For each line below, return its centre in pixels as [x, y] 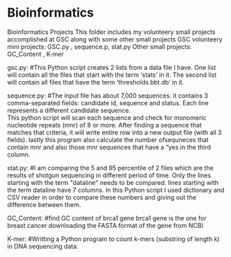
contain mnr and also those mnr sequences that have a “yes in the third [109, 147]
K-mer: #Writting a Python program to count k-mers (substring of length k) [113, 239]
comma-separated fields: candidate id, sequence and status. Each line [108, 103]
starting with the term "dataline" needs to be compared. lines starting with [113, 182]
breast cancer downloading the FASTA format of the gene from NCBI [105, 225]
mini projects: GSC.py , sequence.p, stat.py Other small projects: [100, 46]
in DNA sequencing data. [43, 246]
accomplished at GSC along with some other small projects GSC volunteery [115, 39]
